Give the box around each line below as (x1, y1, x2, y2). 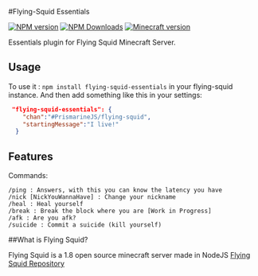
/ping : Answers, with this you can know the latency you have (8, 186, 223, 194)
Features (8, 150, 53, 163)
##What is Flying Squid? (8, 235, 88, 245)
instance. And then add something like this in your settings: (8, 90, 203, 99)
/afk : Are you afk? (8, 214, 77, 222)
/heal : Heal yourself (8, 200, 84, 208)
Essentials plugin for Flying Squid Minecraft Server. (8, 37, 177, 47)
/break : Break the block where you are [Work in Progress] (8, 207, 213, 216)
